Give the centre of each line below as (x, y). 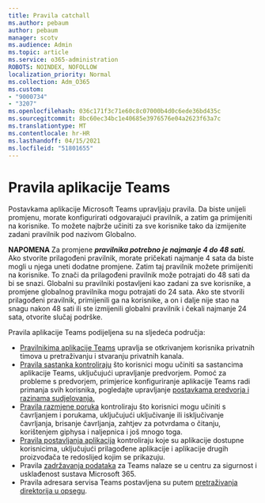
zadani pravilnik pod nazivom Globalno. (72, 234)
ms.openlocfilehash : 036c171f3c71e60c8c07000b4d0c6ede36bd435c (115, 112)
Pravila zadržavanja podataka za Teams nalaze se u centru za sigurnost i (138, 466)
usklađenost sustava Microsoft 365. (78, 474)
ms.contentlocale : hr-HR (49, 133)
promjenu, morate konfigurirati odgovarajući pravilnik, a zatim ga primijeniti (131, 218)
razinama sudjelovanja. (57, 398)
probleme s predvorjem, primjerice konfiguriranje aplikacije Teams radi (135, 382)
